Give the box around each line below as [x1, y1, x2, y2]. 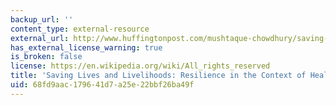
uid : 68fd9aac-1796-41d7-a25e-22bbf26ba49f [10, 80, 195, 90]
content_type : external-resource [10, 24, 150, 34]
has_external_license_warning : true [10, 42, 163, 53]
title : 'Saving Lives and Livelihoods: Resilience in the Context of [10, 71, 307, 81]
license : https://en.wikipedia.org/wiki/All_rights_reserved [10, 61, 271, 71]
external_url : [10, 33, 70, 43]
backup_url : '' [10, 14, 74, 25]
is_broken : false [10, 52, 83, 62]
